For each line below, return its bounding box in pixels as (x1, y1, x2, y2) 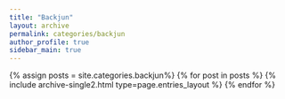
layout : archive (9, 21, 69, 30)
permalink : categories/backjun (9, 29, 126, 38)
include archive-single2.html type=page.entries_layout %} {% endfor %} (9, 80, 276, 90)
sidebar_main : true (9, 46, 82, 55)
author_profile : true (9, 37, 90, 47)
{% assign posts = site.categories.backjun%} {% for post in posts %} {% (9, 70, 277, 80)
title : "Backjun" (9, 12, 74, 22)
